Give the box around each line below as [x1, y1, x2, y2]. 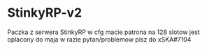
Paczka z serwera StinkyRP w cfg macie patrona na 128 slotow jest [7, 28, 201, 36]
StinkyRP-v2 [7, 5, 83, 21]
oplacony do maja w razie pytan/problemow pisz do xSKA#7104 [7, 35, 192, 43]
